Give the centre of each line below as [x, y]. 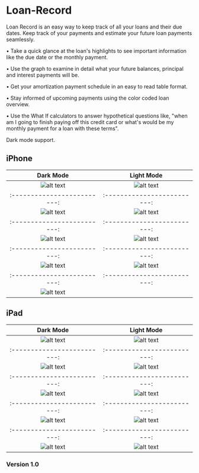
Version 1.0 [23, 465]
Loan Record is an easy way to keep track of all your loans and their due [94, 27]
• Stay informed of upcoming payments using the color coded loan [88, 98]
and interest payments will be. [43, 75]
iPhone [19, 159]
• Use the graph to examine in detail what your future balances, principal [95, 68]
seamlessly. [20, 39]
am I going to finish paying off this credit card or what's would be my [90, 122]
